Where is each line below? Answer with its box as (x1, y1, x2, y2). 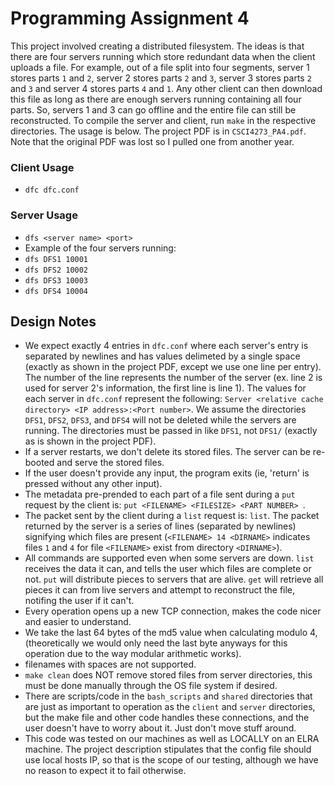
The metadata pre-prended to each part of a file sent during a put (24, 488, 296, 501)
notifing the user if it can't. (24, 595, 135, 607)
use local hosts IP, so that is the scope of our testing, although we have (24, 754, 319, 766)
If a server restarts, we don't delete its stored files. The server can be (24, 446, 311, 458)
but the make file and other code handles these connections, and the (24, 712, 310, 724)
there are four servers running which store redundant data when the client (10, 50, 316, 62)
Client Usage (10, 160, 75, 174)
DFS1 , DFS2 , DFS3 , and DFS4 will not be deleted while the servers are (24, 414, 297, 426)
